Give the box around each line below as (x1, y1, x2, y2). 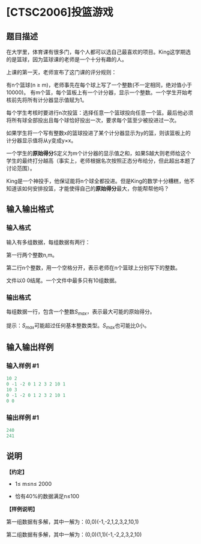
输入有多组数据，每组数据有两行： (6, 238, 91, 246)
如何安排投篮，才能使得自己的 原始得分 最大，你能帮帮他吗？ (22, 185, 169, 192)
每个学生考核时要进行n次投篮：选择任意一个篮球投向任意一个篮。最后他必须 (6, 109, 194, 116)
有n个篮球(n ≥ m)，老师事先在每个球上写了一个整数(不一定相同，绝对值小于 (6, 82, 193, 88)
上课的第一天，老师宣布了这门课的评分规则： (6, 68, 117, 76)
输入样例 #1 (6, 361, 39, 370)
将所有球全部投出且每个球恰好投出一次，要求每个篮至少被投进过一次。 (6, 116, 180, 124)
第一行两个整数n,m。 (6, 251, 58, 258)
